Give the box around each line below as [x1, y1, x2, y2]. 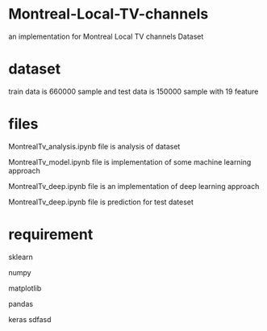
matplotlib [8, 283, 42, 293]
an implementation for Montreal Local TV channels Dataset [8, 31, 204, 41]
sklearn [8, 252, 34, 262]
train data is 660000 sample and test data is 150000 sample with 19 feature [8, 86, 259, 96]
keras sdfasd [8, 314, 52, 324]
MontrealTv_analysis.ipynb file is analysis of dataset [8, 141, 181, 151]
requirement [8, 225, 94, 243]
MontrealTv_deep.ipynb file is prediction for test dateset [8, 197, 194, 207]
